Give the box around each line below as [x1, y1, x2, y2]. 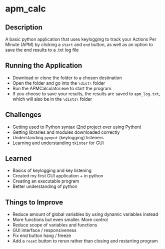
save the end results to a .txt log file [5, 47, 79, 53]
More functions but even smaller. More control [12, 216, 108, 223]
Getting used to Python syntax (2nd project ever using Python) [12, 124, 141, 130]
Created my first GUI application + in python [12, 173, 103, 179]
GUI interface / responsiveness [12, 227, 76, 233]
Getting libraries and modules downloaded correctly [12, 129, 120, 135]
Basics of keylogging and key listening [12, 167, 91, 173]
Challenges [5, 111, 41, 119]
